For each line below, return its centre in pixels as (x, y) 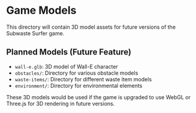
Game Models (41, 10)
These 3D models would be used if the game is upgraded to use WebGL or (98, 97)
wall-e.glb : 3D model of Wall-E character (66, 66)
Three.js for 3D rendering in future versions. (61, 103)
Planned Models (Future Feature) (69, 52)
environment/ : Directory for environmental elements (79, 85)
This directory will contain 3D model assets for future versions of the (91, 27)
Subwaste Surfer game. (35, 33)
